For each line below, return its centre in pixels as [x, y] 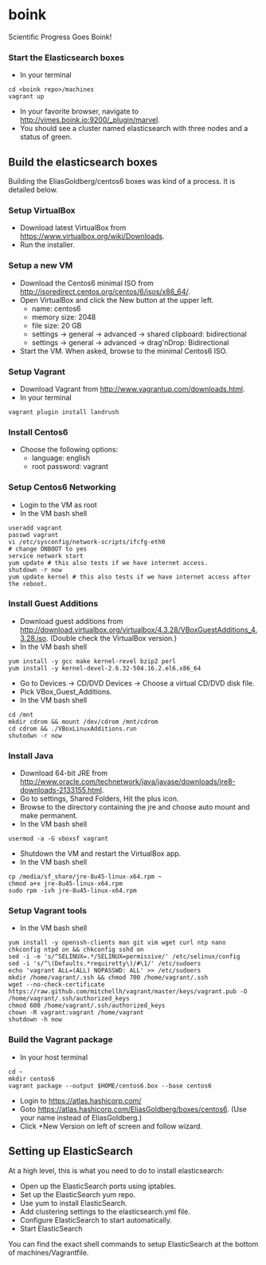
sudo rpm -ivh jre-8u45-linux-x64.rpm [72, 891]
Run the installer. [47, 245]
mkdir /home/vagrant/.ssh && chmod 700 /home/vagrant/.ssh [108, 978]
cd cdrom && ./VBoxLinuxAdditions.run [72, 729]
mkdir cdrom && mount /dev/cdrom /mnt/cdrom [83, 722]
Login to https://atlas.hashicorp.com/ [80, 1100]
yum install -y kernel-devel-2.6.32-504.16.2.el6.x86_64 [105, 668]
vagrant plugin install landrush [64, 412]
